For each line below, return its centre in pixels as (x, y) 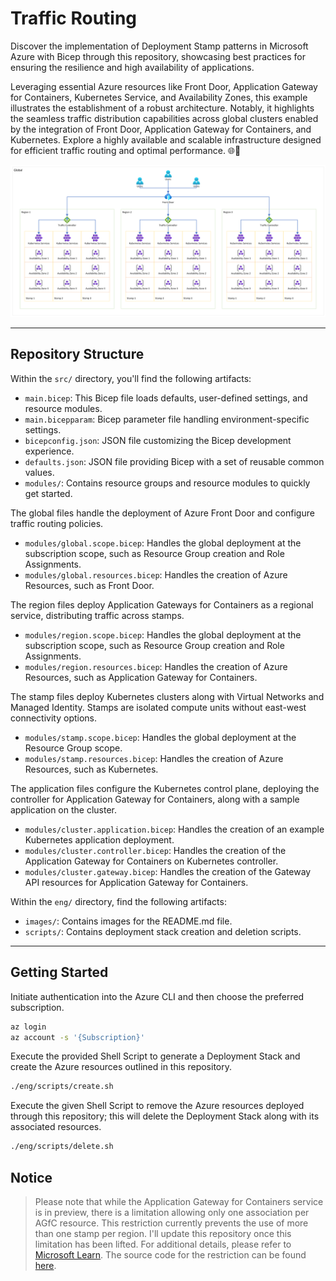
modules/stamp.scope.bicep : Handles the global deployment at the (160, 737)
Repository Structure (77, 354)
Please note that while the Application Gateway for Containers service (179, 1202)
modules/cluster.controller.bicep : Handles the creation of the (155, 850)
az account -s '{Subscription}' (77, 1037)
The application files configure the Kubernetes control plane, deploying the (165, 788)
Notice (31, 1177)
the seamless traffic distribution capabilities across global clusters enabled (164, 118)
